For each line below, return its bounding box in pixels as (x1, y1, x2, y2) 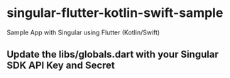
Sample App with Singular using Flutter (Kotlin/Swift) (6, 28, 160, 37)
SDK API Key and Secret (6, 60, 115, 72)
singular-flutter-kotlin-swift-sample (6, 5, 224, 21)
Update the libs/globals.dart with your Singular (6, 48, 219, 60)
